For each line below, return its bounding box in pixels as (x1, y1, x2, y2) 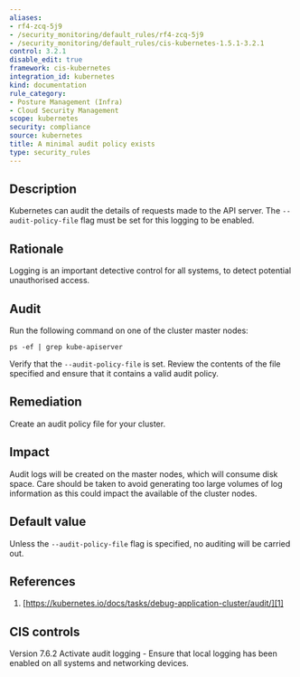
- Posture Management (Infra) (9, 97, 124, 107)
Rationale (9, 241, 64, 256)
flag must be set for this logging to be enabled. (80, 215, 255, 226)
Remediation (9, 395, 83, 410)
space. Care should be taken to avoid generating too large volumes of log (9, 478, 283, 489)
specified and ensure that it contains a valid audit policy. (9, 368, 220, 379)
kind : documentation (9, 81, 88, 90)
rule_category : (9, 89, 67, 98)
